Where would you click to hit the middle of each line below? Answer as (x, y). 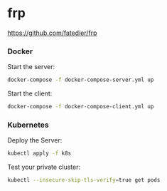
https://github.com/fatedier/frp (52, 33)
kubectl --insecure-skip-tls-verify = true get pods (84, 180)
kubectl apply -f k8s (39, 154)
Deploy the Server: (35, 140)
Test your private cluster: (44, 167)
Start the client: (30, 93)
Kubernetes (28, 125)
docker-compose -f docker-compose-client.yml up (81, 107)
